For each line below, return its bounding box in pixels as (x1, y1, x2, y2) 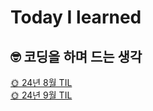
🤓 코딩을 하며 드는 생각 (10, 48, 143, 65)
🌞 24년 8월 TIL (10, 77, 73, 88)
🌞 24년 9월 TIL (10, 89, 73, 101)
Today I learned (10, 6, 142, 29)
